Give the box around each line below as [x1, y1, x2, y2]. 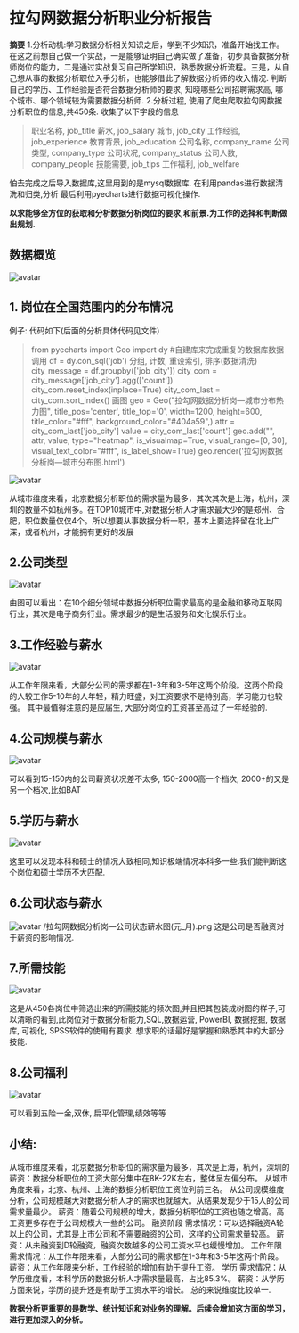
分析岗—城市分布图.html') [30, 457, 125, 467]
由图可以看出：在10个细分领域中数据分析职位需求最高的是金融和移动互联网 [9, 597, 283, 608]
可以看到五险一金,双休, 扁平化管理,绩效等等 [9, 1107, 167, 1119]
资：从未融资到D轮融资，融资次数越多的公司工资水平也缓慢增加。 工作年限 [9, 1240, 283, 1251]
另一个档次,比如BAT [9, 785, 82, 794]
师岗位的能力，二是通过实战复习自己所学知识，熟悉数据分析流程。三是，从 [9, 62, 282, 72]
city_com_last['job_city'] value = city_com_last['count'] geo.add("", [30, 425, 276, 436]
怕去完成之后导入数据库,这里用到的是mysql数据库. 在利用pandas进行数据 [9, 177, 276, 188]
